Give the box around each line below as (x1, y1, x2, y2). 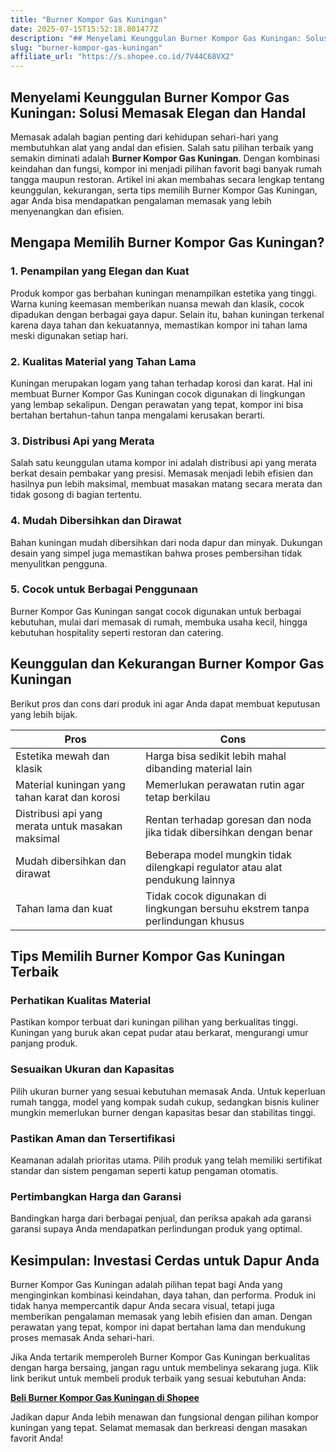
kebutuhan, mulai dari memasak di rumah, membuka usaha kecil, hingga (10, 616, 308, 628)
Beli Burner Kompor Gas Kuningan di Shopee (10, 1392, 200, 1404)
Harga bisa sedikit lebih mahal (145, 749, 287, 763)
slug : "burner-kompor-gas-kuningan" (10, 42, 163, 53)
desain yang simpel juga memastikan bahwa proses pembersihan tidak (10, 547, 303, 559)
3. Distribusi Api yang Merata (10, 434, 155, 448)
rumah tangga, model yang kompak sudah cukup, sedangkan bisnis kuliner (10, 1096, 320, 1108)
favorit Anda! (10, 1432, 64, 1445)
